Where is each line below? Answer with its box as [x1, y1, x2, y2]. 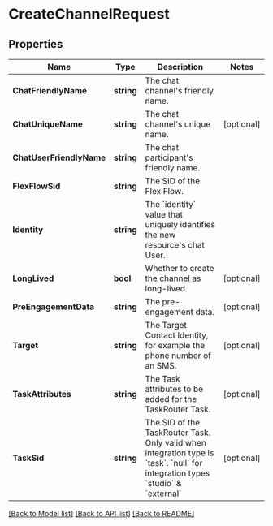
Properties [8, 37, 63, 51]
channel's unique [145, 119, 211, 130]
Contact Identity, [145, 330, 209, 341]
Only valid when [145, 438, 207, 448]
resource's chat [145, 239, 206, 250]
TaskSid [12, 452, 45, 463]
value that [145, 209, 183, 220]
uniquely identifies [145, 219, 215, 230]
